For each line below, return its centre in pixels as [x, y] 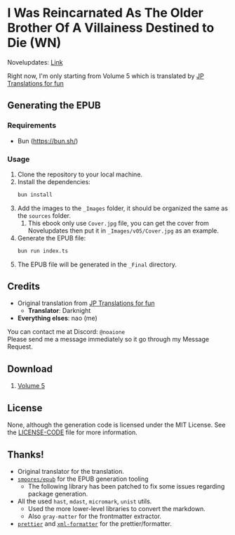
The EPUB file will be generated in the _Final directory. [97, 264]
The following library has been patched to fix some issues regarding [126, 486]
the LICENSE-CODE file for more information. [73, 432]
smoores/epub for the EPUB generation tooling [83, 479]
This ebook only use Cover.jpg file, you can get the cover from [118, 223]
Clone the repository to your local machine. [80, 174]
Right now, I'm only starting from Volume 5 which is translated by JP [106, 76]
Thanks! [26, 455]
